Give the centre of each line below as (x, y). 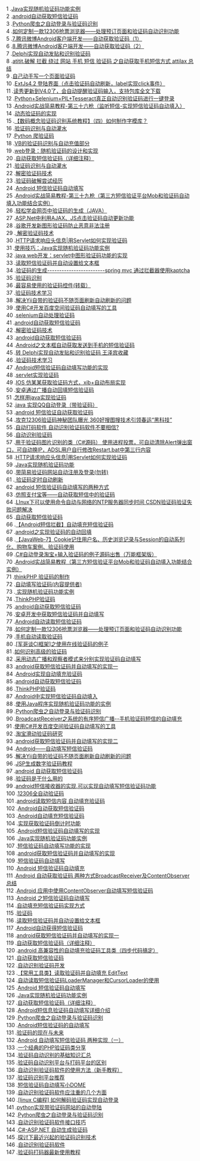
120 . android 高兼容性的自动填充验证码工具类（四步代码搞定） (82, 950)
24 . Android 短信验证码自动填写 (45, 188)
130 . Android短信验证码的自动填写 (48, 1025)
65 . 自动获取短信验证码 (34, 517)
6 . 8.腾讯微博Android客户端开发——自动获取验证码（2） (75, 46)
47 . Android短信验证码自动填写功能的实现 (57, 367)
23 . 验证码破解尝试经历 (35, 181)
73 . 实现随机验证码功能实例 (40, 592)
